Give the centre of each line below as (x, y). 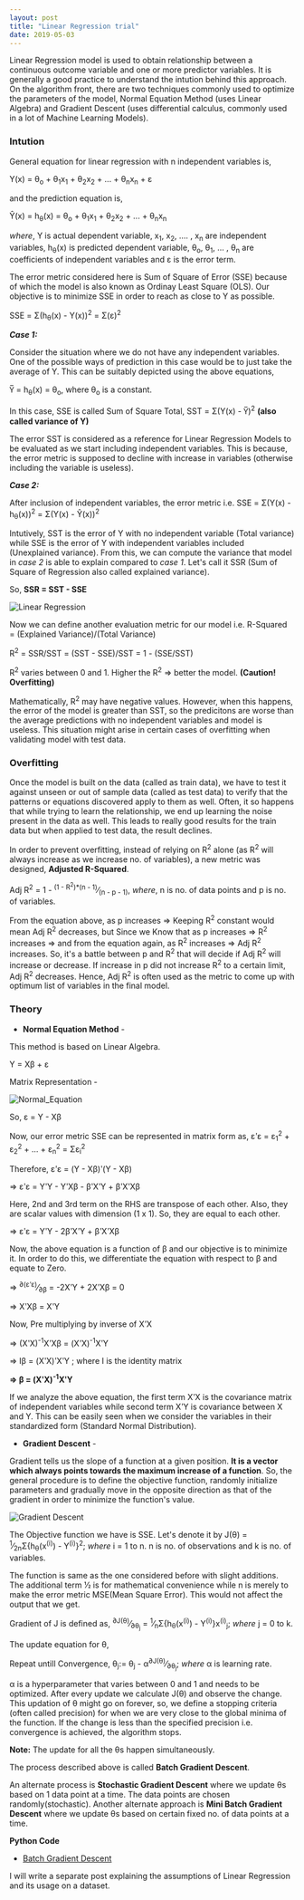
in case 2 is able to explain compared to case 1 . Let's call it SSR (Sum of (143, 562)
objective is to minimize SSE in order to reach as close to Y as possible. (142, 296)
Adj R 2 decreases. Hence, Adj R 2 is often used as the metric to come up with (152, 975)
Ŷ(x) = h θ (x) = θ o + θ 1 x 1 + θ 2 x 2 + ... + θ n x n (88, 217)
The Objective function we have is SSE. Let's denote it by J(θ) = (128, 1535)
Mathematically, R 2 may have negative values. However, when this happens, (152, 700)
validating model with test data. (68, 740)
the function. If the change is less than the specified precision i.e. (131, 1722)
